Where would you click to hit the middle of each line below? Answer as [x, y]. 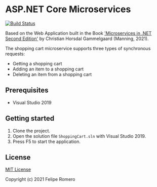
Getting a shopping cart [37, 63]
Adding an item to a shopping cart [48, 69]
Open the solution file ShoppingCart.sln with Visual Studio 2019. [79, 136]
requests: [15, 54]
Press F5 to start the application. [47, 141]
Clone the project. [31, 131]
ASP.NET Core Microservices [68, 9]
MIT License [18, 170]
